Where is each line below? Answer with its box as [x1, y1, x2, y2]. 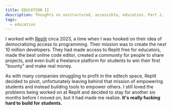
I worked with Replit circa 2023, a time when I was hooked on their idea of [5, 36, 162, 42]
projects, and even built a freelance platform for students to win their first [5, 57, 160, 64]
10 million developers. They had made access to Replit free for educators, [5, 47, 161, 53]
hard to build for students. [5, 100, 63, 106]
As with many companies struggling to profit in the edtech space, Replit [5, 73, 157, 79]
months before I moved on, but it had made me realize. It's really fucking [5, 95, 161, 101]
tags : [5, 17, 17, 22]
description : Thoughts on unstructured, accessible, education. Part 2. [5, 12, 164, 17]
